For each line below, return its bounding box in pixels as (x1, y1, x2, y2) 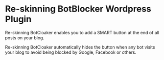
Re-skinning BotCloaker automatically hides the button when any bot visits (5, 44, 155, 50)
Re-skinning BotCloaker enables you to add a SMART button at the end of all (5, 30, 160, 35)
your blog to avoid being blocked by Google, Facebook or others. (5, 49, 137, 55)
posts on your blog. (5, 35, 45, 41)
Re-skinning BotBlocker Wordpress (5, 3, 152, 15)
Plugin (5, 14, 32, 25)
